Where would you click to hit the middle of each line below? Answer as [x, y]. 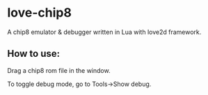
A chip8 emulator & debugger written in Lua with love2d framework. [104, 32]
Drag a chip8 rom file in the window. [59, 70]
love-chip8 [39, 13]
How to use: [34, 54]
